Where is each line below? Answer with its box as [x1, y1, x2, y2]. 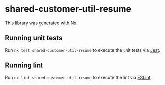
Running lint [5, 61, 43, 70]
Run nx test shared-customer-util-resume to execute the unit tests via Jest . [5, 47, 161, 53]
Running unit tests [5, 34, 63, 42]
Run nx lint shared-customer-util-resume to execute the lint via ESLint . [5, 74, 152, 80]
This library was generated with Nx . [5, 20, 78, 26]
